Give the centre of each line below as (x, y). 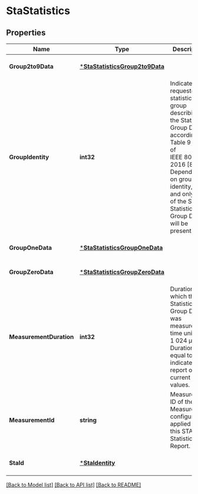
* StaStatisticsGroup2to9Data (122, 66)
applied (180, 424)
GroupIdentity (29, 157)
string (88, 420)
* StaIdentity (97, 463)
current (180, 377)
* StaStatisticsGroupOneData (121, 248)
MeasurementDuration (42, 337)
